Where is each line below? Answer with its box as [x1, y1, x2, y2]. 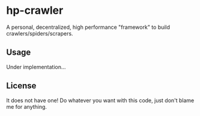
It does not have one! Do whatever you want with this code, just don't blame [6, 97, 195, 104]
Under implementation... [6, 63, 66, 70]
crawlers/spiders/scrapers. [6, 29, 73, 37]
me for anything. [6, 103, 47, 110]
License [6, 81, 37, 91]
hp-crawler [6, 4, 64, 17]
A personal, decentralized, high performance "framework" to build [6, 23, 170, 31]
